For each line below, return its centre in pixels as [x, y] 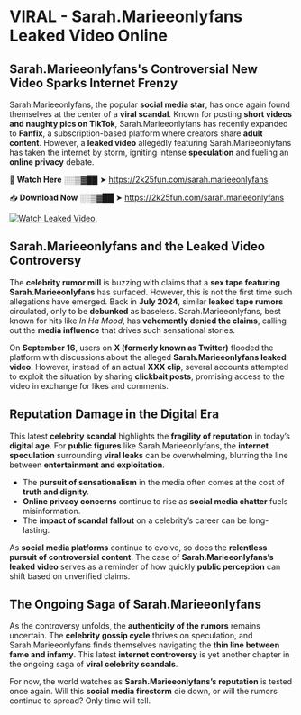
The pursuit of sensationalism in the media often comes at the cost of [154, 482]
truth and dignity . [56, 492]
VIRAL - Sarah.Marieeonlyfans [126, 17]
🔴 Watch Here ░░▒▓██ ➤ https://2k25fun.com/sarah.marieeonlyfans [139, 179]
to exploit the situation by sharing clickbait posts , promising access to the [147, 376]
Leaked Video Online [89, 36]
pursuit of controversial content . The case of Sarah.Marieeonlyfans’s [141, 557]
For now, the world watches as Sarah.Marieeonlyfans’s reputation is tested [151, 682]
